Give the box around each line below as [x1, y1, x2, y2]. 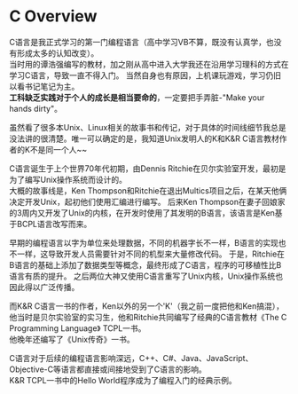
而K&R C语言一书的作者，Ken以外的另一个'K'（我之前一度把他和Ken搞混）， [9, 300, 284, 311]
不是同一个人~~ [29, 144, 87, 154]
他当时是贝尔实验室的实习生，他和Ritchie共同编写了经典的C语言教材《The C [9, 311, 287, 322]
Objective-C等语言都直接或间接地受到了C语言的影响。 [9, 364, 207, 374]
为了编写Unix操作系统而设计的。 [9, 174, 127, 185]
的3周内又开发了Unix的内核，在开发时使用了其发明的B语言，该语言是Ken [9, 207, 275, 218]
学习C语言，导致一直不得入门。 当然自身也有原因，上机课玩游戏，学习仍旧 [9, 69, 282, 81]
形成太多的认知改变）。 [16, 47, 99, 59]
